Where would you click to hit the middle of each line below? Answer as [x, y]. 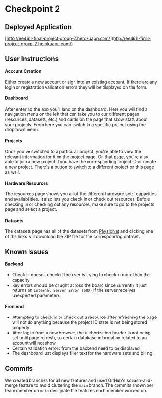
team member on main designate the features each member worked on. [76, 391]
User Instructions [32, 59]
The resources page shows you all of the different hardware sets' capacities [81, 194]
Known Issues [27, 251]
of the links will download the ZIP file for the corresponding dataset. [73, 237]
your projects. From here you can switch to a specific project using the [75, 124]
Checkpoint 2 [33, 9]
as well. [13, 172]
